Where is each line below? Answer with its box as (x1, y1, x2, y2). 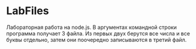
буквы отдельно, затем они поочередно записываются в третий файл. (6, 36, 187, 43)
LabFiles (6, 4, 49, 18)
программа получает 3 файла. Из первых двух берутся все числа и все (6, 30, 191, 37)
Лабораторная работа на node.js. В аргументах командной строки (6, 24, 177, 31)
